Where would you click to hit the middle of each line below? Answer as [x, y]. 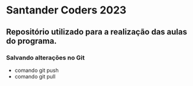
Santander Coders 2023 [66, 10]
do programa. [31, 41]
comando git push [36, 70]
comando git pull [35, 76]
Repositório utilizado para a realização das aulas [96, 32]
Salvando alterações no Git [46, 57]
